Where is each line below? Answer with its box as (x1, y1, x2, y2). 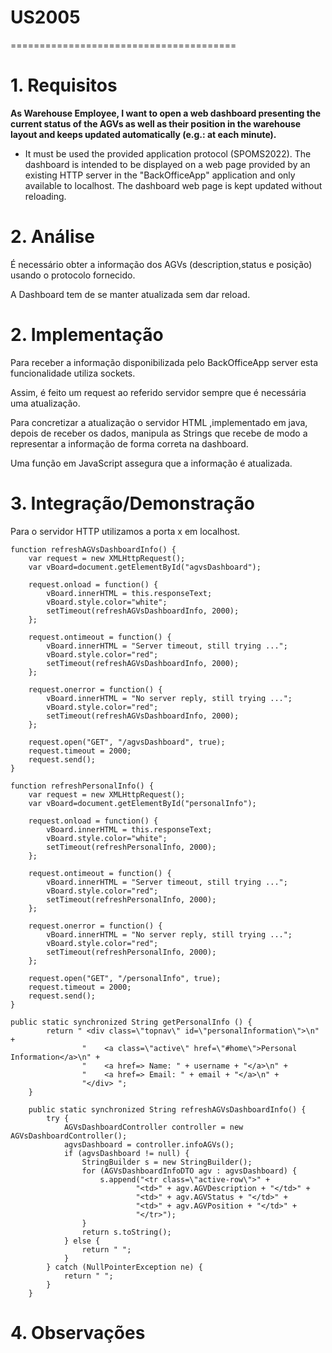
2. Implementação (10, 324, 164, 346)
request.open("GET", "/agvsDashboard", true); (28, 737, 226, 747)
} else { (63, 1236, 101, 1246)
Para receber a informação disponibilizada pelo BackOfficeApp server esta (10, 356, 319, 368)
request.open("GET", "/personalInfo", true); (28, 973, 222, 983)
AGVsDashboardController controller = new (63, 1122, 244, 1132)
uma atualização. (10, 397, 81, 409)
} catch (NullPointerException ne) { (46, 1262, 203, 1272)
